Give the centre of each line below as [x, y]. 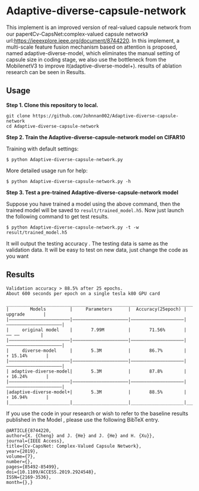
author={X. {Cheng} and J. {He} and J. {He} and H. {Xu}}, [81, 436]
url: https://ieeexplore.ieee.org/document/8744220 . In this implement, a [93, 40]
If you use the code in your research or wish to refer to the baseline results [97, 413]
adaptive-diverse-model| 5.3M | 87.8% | [99, 371]
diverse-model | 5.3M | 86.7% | [104, 351]
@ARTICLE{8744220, [29, 431]
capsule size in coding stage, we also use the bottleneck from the [86, 59]
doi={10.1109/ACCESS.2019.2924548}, [51, 472]
